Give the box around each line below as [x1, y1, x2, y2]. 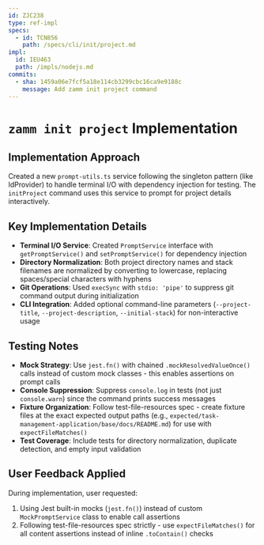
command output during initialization [19, 291, 140, 301]
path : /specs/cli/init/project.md [22, 41, 136, 49]
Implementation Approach [8, 150, 141, 164]
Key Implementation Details [8, 219, 148, 233]
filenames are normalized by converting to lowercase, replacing [19, 266, 228, 275]
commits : [8, 70, 37, 78]
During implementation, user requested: [8, 488, 138, 498]
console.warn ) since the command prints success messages [19, 394, 216, 403]
